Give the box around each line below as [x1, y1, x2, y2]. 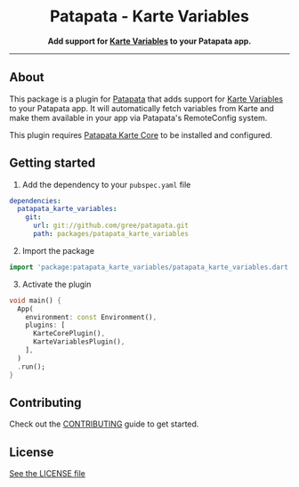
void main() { [9, 296, 62, 304]
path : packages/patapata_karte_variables [32, 230, 190, 239]
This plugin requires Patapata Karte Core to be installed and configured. [9, 129, 273, 140]
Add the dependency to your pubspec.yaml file [21, 179, 191, 190]
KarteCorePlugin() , [32, 329, 105, 338]
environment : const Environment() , [25, 312, 158, 321]
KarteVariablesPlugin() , [32, 337, 125, 346]
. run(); [17, 362, 46, 371]
